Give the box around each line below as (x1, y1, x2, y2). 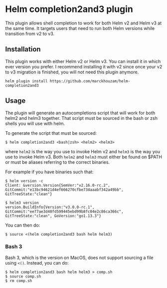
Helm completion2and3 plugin (5, 3, 133, 15)
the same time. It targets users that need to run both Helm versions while (5, 25, 155, 31)
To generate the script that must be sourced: (5, 130, 97, 136)
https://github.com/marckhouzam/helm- (49, 78, 131, 83)
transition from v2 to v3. (5, 30, 55, 36)
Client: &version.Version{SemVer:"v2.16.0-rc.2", (5, 183, 111, 188)
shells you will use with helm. (5, 120, 65, 126)
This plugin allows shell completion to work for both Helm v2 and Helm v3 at (5, 20, 162, 26)
